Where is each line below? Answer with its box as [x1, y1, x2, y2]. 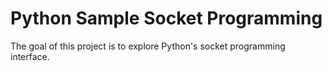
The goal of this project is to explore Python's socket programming [10, 40, 286, 52]
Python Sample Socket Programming [10, 7, 323, 30]
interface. [10, 50, 50, 62]
